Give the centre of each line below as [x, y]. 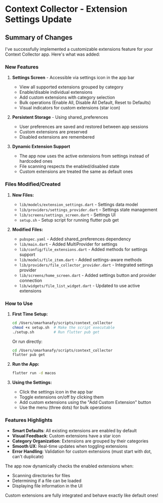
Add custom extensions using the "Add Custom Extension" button [85, 402]
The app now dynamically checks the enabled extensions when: [69, 466]
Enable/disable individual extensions [56, 92]
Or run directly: [27, 341]
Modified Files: [27, 229]
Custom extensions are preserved [53, 132]
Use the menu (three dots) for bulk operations [65, 408]
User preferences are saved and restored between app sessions [84, 127]
